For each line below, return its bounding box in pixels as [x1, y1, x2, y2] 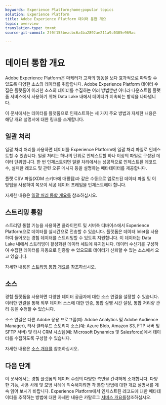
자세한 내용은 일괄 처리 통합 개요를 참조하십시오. [5, 192, 98, 198]
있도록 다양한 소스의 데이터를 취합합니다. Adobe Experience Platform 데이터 [5, 81, 153, 87]
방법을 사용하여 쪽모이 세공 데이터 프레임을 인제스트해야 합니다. [5, 181, 127, 187]
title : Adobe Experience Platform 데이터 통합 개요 [5, 16, 107, 21]
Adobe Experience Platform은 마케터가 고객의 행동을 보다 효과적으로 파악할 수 [5, 75, 157, 81]
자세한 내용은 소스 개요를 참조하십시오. [5, 346, 79, 352]
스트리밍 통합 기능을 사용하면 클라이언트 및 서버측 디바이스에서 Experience [5, 222, 150, 228]
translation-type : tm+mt [5, 26, 56, 31]
